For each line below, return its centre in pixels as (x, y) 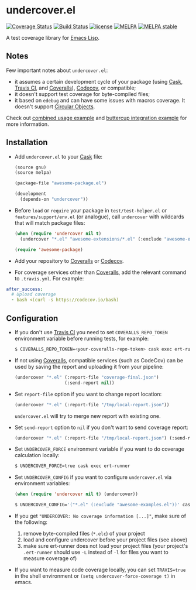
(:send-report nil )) (89, 383)
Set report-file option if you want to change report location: (88, 394)
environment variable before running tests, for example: (82, 338)
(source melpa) (33, 173)
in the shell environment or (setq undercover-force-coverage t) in (95, 576)
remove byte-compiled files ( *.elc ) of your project (84, 534)
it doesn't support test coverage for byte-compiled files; (82, 94)
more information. (27, 124)
